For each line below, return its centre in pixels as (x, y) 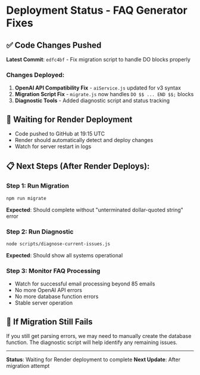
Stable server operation (44, 303)
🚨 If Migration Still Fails (50, 322)
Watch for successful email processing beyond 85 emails (85, 284)
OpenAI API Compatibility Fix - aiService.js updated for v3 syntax (98, 88)
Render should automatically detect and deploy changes (84, 140)
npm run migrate (26, 198)
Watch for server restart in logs (53, 146)
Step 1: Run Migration (38, 186)
